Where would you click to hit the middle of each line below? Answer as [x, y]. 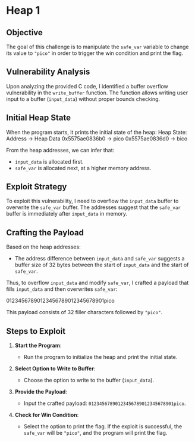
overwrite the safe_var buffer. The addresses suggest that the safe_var [94, 207]
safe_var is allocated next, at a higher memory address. [83, 168]
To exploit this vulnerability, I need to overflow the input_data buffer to [92, 201]
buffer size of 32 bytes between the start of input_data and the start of [102, 265]
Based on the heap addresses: [44, 247]
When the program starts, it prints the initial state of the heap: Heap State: [97, 132]
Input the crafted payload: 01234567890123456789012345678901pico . [105, 403]
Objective [25, 33]
